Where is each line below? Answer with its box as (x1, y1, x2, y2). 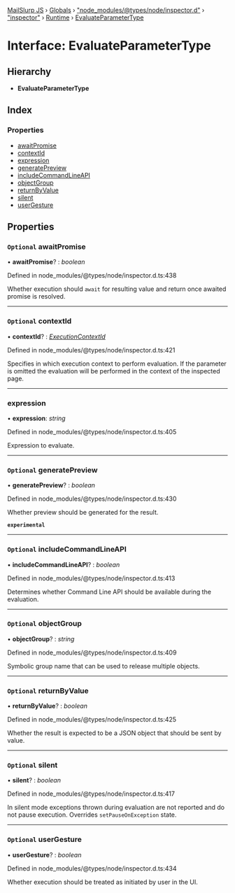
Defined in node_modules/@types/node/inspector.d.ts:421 (7, 345, 176, 354)
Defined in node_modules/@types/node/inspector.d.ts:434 (7, 864, 177, 873)
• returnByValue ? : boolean (7, 702, 87, 710)
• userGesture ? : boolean (7, 850, 82, 859)
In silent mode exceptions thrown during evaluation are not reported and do (7, 803, 225, 812)
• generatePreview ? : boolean (7, 481, 96, 490)
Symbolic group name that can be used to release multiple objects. (7, 662, 201, 670)
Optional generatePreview (7, 465, 98, 475)
